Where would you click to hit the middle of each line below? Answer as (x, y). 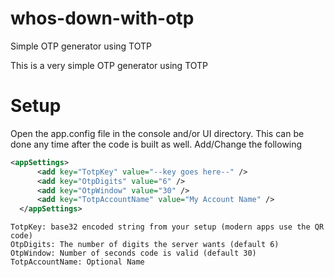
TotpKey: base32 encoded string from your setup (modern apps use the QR (167, 227)
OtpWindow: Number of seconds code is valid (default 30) (133, 253)
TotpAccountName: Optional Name (77, 262)
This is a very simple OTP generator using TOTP (109, 65)
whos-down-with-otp (102, 18)
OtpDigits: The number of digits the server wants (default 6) (145, 245)
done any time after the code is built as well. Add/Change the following (156, 144)
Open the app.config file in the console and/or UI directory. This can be (157, 133)
